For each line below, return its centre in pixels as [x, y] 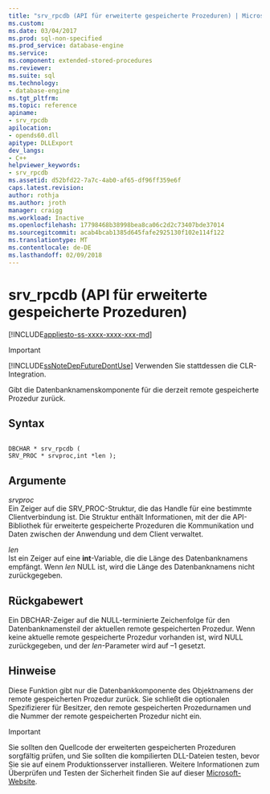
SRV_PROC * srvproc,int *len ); [62, 456]
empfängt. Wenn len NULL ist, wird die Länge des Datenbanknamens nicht [132, 567]
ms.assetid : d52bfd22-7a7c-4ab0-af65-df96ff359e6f [95, 181]
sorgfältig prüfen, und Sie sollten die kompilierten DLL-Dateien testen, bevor [134, 755]
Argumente [37, 481]
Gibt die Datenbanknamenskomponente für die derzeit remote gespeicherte [134, 389]
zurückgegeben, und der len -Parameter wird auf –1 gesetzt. [107, 646]
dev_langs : [27, 150]
